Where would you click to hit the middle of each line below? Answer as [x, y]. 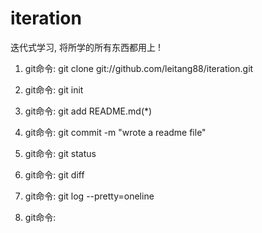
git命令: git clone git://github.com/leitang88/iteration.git [139, 68]
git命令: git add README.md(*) [88, 111]
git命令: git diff [54, 174]
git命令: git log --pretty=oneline [89, 196]
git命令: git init [54, 89]
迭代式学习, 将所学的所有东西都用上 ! [85, 47]
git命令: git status [60, 153]
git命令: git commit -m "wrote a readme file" [115, 132]
